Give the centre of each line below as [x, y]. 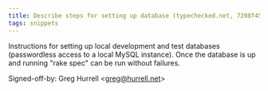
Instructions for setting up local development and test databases [114, 45]
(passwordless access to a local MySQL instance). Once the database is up [132, 54]
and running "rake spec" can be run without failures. [95, 63]
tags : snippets [33, 23]
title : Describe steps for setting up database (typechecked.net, [121, 16]
